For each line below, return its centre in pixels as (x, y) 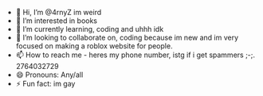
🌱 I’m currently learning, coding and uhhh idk (90, 29)
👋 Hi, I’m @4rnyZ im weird (59, 12)
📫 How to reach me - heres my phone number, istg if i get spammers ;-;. (135, 55)
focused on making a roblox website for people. (94, 46)
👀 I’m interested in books (57, 21)
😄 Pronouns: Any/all (49, 75)
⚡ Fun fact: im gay (45, 84)
